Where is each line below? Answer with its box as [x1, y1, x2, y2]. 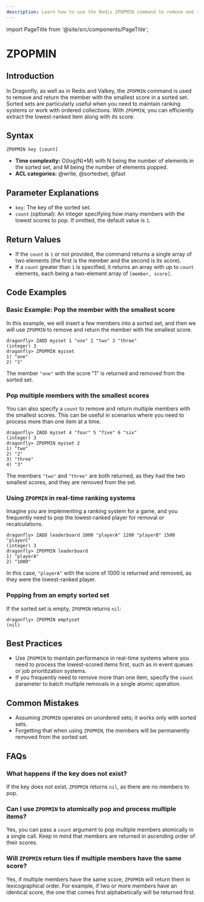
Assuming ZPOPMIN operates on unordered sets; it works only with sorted [15, 714, 196, 722]
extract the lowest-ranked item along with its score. [6, 113, 135, 120]
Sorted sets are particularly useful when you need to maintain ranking [6, 100, 181, 107]
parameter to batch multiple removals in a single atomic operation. [15, 680, 181, 688]
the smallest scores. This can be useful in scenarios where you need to [6, 411, 185, 419]
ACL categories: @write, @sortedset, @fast [15, 170, 126, 177]
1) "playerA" [6, 553, 39, 559]
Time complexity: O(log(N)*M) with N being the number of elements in [15, 157, 194, 165]
